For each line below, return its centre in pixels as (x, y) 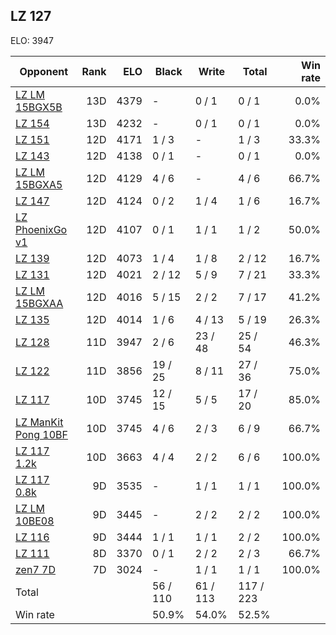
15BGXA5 (39, 184)
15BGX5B (39, 107)
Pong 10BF (41, 434)
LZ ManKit (39, 422)
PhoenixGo (41, 229)
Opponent (44, 71)
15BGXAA (39, 303)
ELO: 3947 (32, 40)
